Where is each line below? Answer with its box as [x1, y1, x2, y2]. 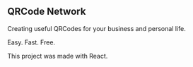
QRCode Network [7, 6, 86, 18]
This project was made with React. [7, 51, 108, 60]
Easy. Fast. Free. [7, 38, 55, 47]
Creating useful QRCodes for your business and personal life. [7, 24, 186, 32]
